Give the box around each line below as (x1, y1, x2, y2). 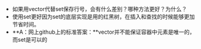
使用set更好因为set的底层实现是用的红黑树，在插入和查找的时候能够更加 (12, 13, 195, 20)
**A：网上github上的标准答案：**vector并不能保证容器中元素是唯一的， (12, 28, 195, 36)
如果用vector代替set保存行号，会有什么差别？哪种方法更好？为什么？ (12, 6, 187, 12)
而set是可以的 (12, 36, 47, 43)
